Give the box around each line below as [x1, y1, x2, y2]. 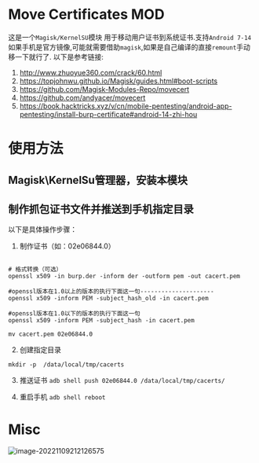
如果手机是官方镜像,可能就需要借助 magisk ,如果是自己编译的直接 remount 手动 [8, 42, 251, 52]
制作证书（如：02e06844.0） [19, 241, 115, 251]
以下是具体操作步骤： [8, 225, 77, 234]
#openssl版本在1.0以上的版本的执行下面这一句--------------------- [8, 288, 214, 296]
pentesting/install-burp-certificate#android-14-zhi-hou [19, 109, 198, 119]
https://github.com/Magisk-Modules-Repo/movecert [19, 84, 190, 94]
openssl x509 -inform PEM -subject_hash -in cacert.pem [8, 317, 195, 325]
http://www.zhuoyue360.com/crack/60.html [19, 68, 162, 77]
